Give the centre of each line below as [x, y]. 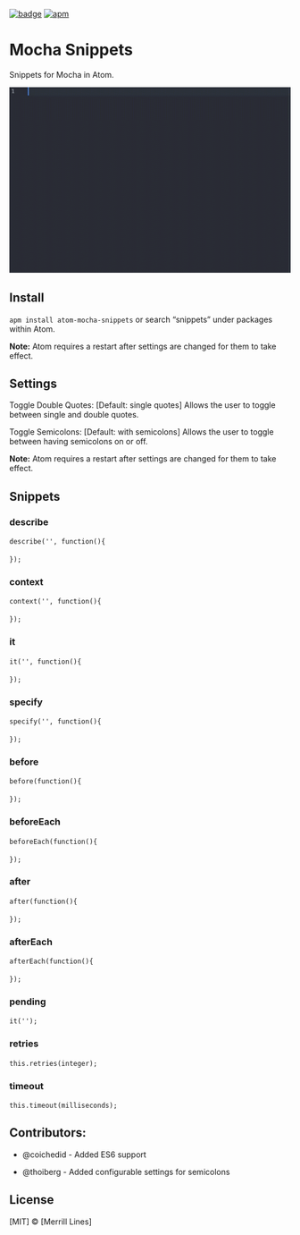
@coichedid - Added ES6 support [84, 1155]
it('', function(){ [46, 662]
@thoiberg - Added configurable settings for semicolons [126, 1172]
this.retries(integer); [54, 1063]
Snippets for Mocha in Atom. [62, 74]
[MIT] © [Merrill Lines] [50, 1222]
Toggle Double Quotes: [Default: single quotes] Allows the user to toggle [142, 405]
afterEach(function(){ [51, 961]
